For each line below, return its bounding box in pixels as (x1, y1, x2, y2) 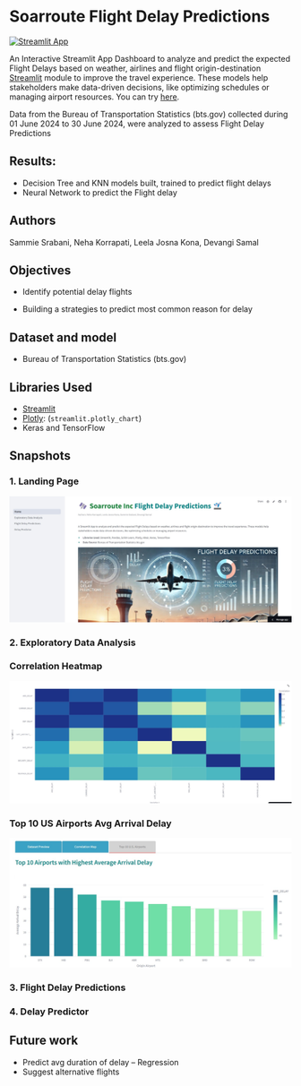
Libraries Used (9, 379, 92, 395)
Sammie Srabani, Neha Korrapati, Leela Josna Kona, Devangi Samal (9, 237, 260, 247)
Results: (9, 154, 56, 169)
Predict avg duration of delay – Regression (21, 1056, 179, 1067)
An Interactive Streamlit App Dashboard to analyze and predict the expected (9, 53, 291, 64)
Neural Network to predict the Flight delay (21, 186, 177, 198)
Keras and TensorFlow (21, 423, 106, 433)
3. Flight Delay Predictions (9, 981, 126, 994)
